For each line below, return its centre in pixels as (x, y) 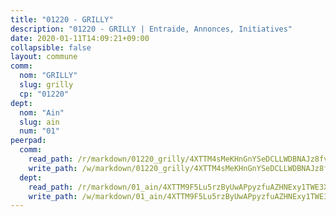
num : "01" (39, 131)
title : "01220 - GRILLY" (62, 19)
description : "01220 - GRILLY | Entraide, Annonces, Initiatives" (151, 29)
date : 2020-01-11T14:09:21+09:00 (80, 38)
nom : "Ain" (42, 112)
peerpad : (28, 141)
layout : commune (44, 57)
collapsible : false (51, 47)
